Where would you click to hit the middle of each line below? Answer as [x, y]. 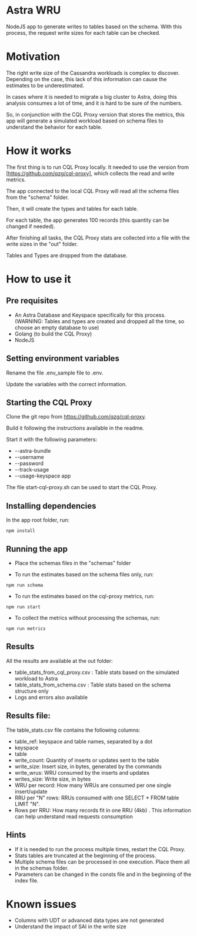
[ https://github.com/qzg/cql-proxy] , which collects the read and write [90, 173]
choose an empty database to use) [57, 327]
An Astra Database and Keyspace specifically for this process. [90, 315]
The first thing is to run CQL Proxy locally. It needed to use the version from [98, 167]
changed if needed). [31, 226]
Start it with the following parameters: [52, 440]
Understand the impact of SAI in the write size [70, 927]
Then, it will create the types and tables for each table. [72, 208]
